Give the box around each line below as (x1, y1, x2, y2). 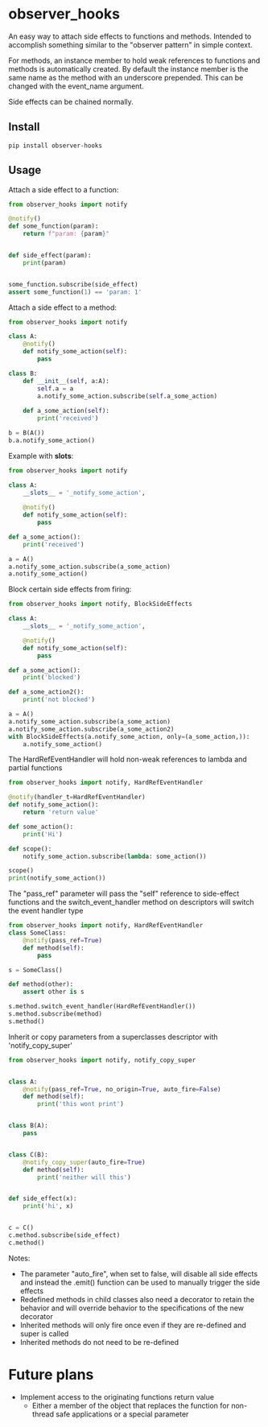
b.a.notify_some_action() (8, 436, 95, 444)
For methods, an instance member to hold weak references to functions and (8, 56, 261, 65)
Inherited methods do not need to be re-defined (19, 1337, 179, 1347)
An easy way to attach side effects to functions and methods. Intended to (8, 31, 252, 41)
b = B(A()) (8, 429, 45, 437)
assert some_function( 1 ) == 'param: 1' (8, 287, 142, 296)
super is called (19, 1329, 69, 1338)
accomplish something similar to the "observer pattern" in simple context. (8, 39, 253, 49)
